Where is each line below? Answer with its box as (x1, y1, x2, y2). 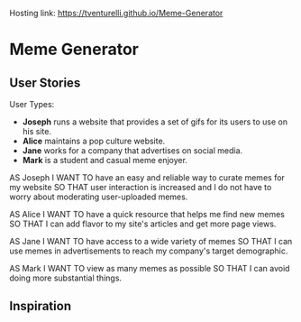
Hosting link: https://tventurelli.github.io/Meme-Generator (9, 8, 223, 18)
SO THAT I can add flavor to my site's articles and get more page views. (9, 218, 277, 229)
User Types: (9, 99, 55, 109)
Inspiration (9, 299, 72, 314)
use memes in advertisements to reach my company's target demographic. (9, 245, 288, 256)
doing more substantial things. (9, 272, 123, 283)
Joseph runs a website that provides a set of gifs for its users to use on (22, 116, 288, 127)
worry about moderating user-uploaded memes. (9, 191, 188, 202)
